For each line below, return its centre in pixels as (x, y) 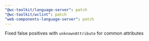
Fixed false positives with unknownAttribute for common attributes (74, 33)
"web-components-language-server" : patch (49, 19)
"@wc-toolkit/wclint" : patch (36, 14)
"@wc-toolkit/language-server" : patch (46, 10)
